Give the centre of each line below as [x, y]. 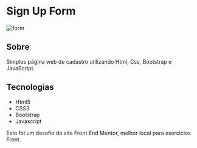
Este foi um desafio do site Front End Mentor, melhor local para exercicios [99, 133]
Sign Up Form [41, 11]
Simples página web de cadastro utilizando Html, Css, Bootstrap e [89, 61]
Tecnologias [30, 87]
